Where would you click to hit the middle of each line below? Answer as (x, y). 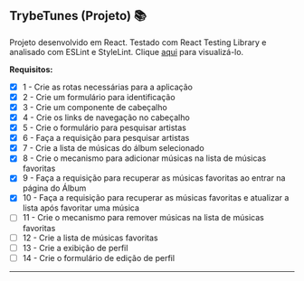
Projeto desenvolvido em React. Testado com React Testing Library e (138, 42)
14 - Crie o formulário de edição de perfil (98, 258)
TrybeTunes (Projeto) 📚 (78, 16)
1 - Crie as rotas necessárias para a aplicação (107, 87)
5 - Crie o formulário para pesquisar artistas (104, 128)
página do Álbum (54, 188)
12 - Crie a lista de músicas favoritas (90, 238)
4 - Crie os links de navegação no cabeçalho (106, 117)
